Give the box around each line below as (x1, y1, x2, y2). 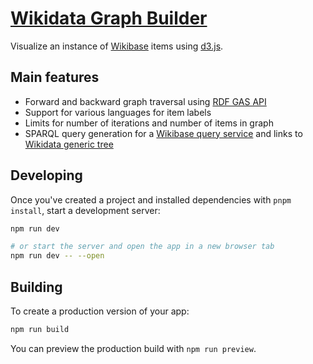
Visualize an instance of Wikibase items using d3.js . (10, 40, 224, 52)
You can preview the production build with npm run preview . (10, 342, 257, 354)
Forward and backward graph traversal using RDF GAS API (24, 95, 267, 107)
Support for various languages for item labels (24, 106, 212, 118)
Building (10, 278, 63, 296)
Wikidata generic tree (24, 138, 114, 150)
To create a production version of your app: (10, 305, 190, 317)
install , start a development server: (10, 204, 161, 216)
